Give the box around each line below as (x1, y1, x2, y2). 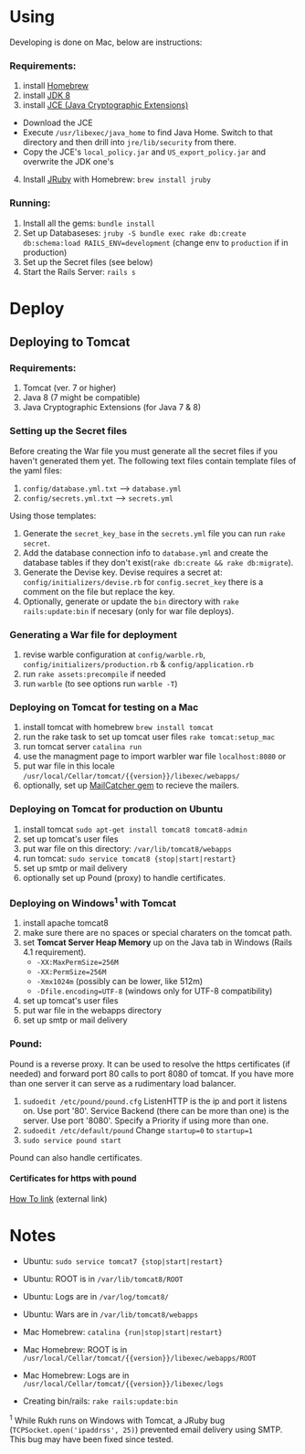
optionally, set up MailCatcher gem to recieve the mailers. (22, 780, 240, 791)
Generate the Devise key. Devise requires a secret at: (22, 567, 223, 578)
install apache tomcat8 (22, 918, 110, 929)
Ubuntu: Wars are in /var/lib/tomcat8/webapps (22, 1309, 199, 1320)
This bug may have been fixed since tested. (9, 1434, 174, 1445)
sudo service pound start (22, 1136, 121, 1145)
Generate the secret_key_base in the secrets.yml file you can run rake (22, 527, 286, 538)
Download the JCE (22, 117, 93, 129)
